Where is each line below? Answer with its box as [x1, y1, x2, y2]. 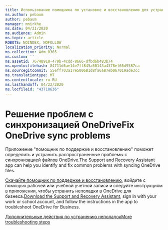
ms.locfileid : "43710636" [5, 86, 59, 92]
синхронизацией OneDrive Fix [5, 119, 134, 131]
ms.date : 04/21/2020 [5, 26, 48, 31]
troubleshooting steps [5, 219, 50, 225]
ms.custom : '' [5, 54, 35, 59]
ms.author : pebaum [5, 12, 43, 17]
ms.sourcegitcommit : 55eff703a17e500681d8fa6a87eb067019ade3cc [5, 68, 140, 73]
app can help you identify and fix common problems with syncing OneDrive [5, 162, 161, 168]
